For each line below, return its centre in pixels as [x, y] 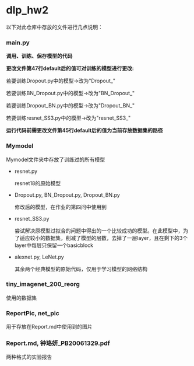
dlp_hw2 [27, 10]
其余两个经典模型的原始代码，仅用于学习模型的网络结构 [81, 269]
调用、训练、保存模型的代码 [39, 56]
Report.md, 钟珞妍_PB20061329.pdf [58, 343]
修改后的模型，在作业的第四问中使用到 [60, 207]
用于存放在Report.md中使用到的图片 [49, 327]
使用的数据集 [21, 298]
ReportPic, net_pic [33, 313]
